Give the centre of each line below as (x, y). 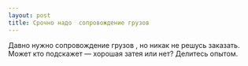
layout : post (30, 15)
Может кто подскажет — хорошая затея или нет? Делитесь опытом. (123, 53)
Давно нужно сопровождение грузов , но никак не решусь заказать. (124, 45)
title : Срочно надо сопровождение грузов (79, 23)
